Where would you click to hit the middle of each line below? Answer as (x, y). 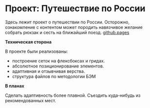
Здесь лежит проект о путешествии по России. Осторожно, (67, 22)
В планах (15, 86)
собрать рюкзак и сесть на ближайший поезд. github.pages (67, 32)
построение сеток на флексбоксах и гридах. (58, 61)
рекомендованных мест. (31, 100)
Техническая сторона (28, 42)
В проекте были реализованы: (37, 51)
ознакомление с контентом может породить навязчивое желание (74, 27)
